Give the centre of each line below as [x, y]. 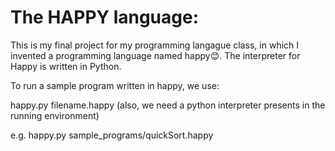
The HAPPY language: [105, 17]
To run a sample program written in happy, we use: [115, 85]
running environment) [55, 115]
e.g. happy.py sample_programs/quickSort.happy [112, 135]
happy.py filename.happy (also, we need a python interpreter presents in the [168, 105]
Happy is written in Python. [66, 66]
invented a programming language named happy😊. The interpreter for [155, 55]
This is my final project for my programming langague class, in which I [155, 45]
